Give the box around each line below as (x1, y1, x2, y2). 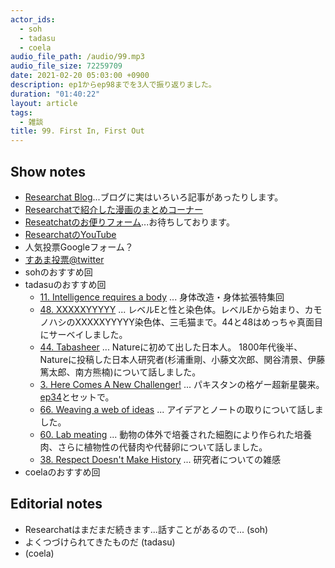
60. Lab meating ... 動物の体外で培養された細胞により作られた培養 (39, 428, 312, 440)
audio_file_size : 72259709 (10, 61, 123, 71)
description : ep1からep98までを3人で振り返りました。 (10, 80, 217, 90)
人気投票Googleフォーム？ (24, 241, 134, 253)
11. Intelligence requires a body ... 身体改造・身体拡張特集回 (39, 291, 285, 303)
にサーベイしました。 (39, 328, 128, 340)
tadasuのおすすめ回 (24, 278, 107, 290)
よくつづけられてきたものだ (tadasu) (24, 536, 176, 548)
